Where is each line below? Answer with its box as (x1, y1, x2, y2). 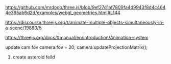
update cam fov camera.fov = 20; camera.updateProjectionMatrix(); (5, 44, 148, 50)
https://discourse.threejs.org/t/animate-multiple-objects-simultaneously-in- (5, 20, 164, 25)
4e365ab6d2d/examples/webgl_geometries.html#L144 (5, 10, 121, 16)
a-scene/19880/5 (5, 25, 42, 31)
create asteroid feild (12, 54, 55, 60)
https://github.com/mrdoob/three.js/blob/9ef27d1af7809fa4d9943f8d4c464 (5, 5, 166, 10)
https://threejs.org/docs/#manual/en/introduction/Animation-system (5, 35, 149, 40)
